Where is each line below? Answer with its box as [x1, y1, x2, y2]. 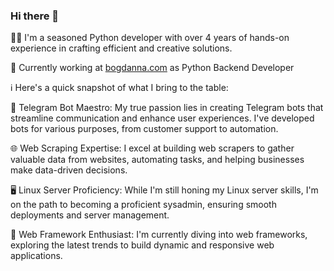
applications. [10, 250, 63, 262]
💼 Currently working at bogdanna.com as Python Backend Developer [10, 62, 295, 74]
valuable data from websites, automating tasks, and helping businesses [10, 154, 305, 166]
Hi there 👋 [10, 9, 60, 23]
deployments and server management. [10, 209, 170, 221]
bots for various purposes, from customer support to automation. [10, 123, 279, 135]
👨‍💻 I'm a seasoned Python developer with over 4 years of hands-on [10, 32, 290, 44]
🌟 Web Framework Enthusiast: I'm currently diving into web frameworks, [10, 229, 308, 241]
